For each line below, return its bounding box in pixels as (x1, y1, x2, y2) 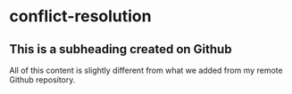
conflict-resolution (9, 6, 152, 27)
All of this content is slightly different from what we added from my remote (9, 65, 283, 75)
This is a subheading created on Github (9, 42, 232, 57)
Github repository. (9, 74, 76, 85)
